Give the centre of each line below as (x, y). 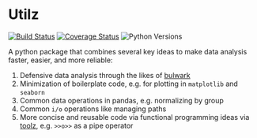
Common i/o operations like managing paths (93, 109)
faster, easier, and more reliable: (60, 60)
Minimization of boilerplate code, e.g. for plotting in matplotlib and (129, 84)
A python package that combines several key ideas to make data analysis (128, 51)
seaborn (32, 92)
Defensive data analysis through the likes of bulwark (105, 75)
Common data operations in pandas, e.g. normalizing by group (121, 100)
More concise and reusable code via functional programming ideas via (134, 117)
